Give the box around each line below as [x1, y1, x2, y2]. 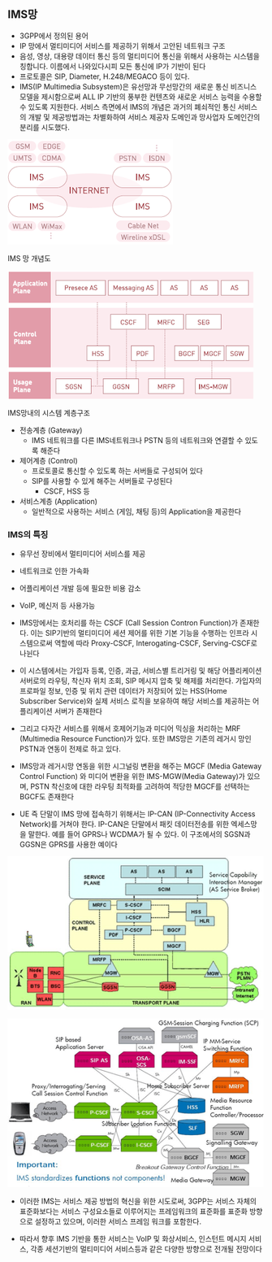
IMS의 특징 [7, 529, 49, 540]
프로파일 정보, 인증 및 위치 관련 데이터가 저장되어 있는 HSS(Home [19, 686, 228, 696]
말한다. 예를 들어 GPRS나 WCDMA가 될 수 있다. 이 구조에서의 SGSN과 [28, 829, 251, 839]
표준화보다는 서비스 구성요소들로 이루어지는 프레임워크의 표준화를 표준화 [19, 1207, 248, 1216]
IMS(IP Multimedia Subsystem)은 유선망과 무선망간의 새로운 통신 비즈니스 [19, 81, 257, 91]
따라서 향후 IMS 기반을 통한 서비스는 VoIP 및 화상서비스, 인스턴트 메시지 [19, 1234, 247, 1244]
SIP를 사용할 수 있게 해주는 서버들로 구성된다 [31, 476, 173, 485]
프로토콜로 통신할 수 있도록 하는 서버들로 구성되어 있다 [31, 466, 204, 476]
